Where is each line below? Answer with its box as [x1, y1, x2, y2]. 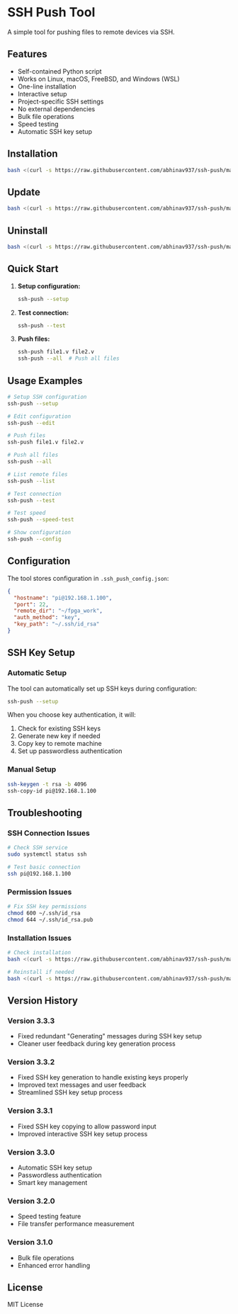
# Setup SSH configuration [7, 393, 87, 400]
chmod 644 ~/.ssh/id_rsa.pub [7, 916, 93, 923]
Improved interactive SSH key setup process [17, 1129, 148, 1138]
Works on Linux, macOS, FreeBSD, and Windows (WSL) [17, 74, 180, 83]
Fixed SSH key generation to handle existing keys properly [17, 1073, 189, 1082]
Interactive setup [17, 89, 67, 98]
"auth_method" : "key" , [13, 614, 81, 621]
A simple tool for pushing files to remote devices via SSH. [7, 28, 175, 36]
